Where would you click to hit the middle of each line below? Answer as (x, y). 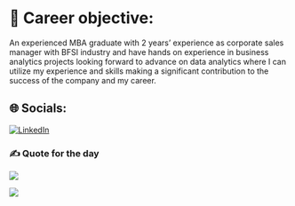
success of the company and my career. (83, 80)
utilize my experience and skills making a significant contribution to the (139, 71)
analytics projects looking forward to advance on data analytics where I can (148, 61)
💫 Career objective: (81, 18)
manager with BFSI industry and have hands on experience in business (139, 51)
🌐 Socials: (38, 109)
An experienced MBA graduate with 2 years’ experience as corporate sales (147, 43)
